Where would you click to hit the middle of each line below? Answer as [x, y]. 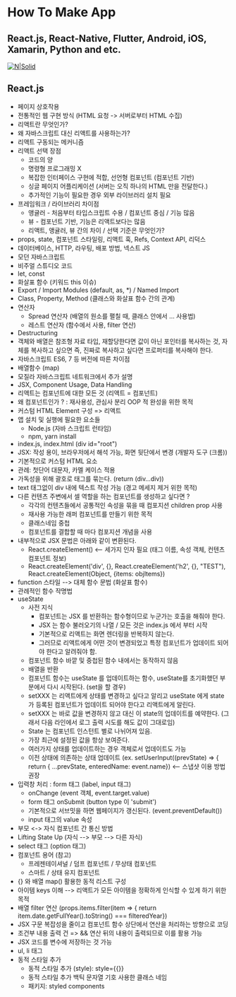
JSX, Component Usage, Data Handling [75, 384]
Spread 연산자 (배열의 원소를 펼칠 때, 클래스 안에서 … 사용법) [112, 316]
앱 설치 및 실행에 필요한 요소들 [59, 419]
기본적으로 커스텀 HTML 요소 [57, 461]
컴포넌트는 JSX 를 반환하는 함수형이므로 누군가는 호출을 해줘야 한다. [132, 616]
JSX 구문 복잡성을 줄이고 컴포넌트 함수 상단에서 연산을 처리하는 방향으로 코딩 [123, 924]
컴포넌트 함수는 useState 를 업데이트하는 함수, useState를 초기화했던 [123, 678]
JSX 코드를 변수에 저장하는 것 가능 [65, 942]
